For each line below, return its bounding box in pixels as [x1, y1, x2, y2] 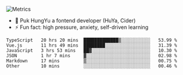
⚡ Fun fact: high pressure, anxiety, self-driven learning [14, 24, 149, 31]
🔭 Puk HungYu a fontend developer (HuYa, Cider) [14, 17, 136, 24]
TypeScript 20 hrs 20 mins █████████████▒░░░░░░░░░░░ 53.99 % [6, 37, 178, 43]
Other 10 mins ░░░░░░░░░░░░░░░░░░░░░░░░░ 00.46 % [6, 63, 178, 69]
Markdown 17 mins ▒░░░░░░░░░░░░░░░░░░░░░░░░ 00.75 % [6, 58, 178, 64]
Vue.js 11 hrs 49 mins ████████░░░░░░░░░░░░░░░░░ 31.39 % [6, 43, 178, 48]
